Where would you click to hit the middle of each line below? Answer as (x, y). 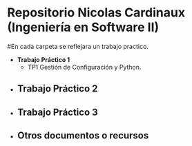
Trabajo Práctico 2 (57, 88)
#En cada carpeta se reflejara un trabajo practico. (78, 46)
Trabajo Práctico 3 (57, 112)
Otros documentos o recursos (83, 136)
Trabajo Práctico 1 (44, 59)
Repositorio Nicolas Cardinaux (96, 13)
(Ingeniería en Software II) (83, 27)
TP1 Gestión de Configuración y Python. (84, 67)
